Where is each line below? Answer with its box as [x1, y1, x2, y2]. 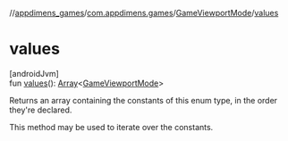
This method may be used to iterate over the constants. [9, 121, 214, 132]
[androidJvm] [9, 68, 60, 79]
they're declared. [9, 104, 72, 115]
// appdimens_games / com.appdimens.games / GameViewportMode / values [9, 8, 279, 18]
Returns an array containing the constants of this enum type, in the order [9, 95, 278, 105]
